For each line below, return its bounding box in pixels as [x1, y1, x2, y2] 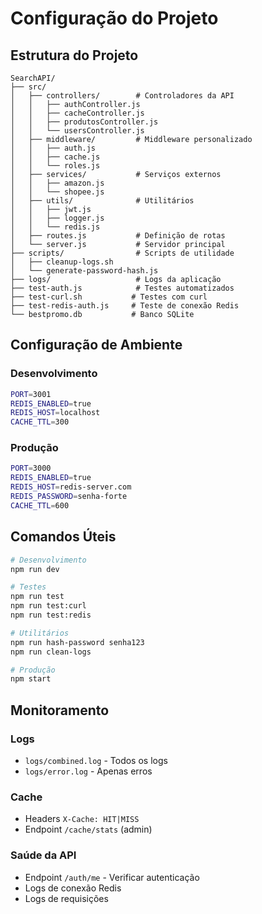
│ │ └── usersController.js [10, 126, 145, 136]
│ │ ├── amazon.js [10, 178, 105, 188]
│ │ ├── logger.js [10, 213, 105, 223]
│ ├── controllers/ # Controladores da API [10, 91, 235, 101]
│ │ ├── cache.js [10, 152, 101, 162]
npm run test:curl [10, 601, 87, 611]
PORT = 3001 [10, 389, 52, 399]
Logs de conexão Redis [24, 882, 122, 894]
